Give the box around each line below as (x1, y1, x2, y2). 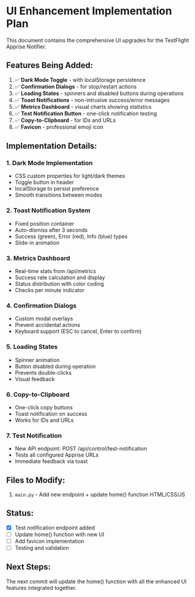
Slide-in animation (14, 239, 60, 246)
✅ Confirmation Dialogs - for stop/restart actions (14, 82, 137, 90)
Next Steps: (6, 562, 51, 572)
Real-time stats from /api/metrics (14, 268, 97, 275)
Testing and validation (14, 544, 70, 552)
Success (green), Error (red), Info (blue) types (14, 232, 128, 240)
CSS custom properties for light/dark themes (14, 172, 125, 180)
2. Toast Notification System (6, 206, 91, 215)
